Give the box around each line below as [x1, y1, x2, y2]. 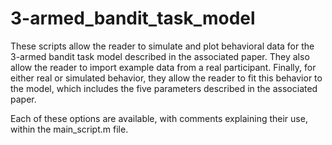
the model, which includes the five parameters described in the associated [10, 82, 318, 94]
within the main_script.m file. [10, 123, 129, 135]
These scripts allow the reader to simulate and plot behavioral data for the [10, 40, 315, 52]
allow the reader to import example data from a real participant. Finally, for [10, 61, 317, 73]
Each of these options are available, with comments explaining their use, [10, 112, 308, 124]
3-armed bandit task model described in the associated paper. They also [10, 50, 310, 62]
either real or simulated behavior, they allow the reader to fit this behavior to [10, 72, 323, 84]
